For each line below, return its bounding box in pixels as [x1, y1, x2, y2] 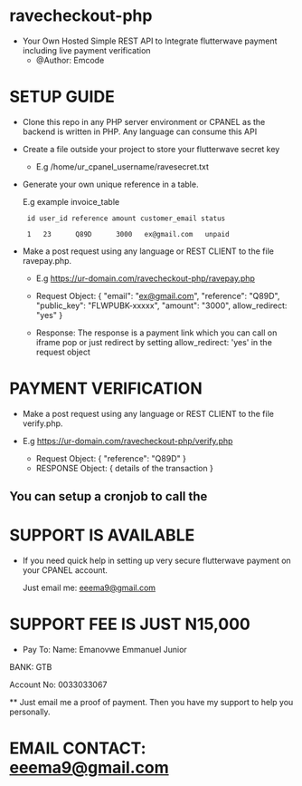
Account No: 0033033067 [9, 679, 108, 690]
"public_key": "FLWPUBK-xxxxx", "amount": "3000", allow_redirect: [35, 300, 288, 311]
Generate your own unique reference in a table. [22, 179, 199, 189]
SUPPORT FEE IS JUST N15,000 [9, 614, 250, 635]
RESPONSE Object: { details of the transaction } [35, 462, 214, 473]
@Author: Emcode [35, 54, 105, 65]
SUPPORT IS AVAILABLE [9, 525, 195, 546]
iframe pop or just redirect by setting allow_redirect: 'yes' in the [35, 336, 273, 347]
